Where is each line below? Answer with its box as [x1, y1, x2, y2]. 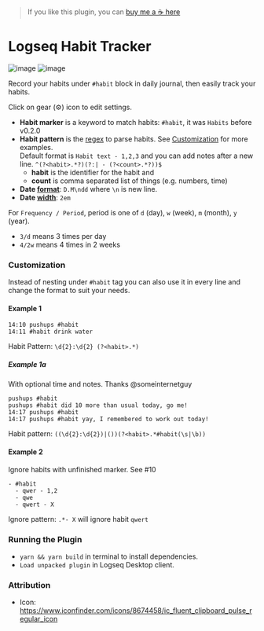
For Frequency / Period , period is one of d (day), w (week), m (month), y [8, 207, 237, 217]
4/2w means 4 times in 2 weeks [19, 240, 120, 249]
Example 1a [8, 360, 47, 369]
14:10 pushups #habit [8, 321, 79, 329]
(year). [8, 216, 30, 226]
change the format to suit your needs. [8, 286, 130, 295]
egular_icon [19, 614, 58, 624]
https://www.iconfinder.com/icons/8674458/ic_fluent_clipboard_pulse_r [19, 606, 253, 615]
